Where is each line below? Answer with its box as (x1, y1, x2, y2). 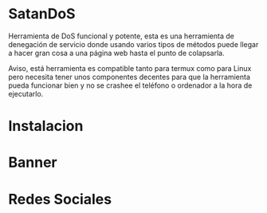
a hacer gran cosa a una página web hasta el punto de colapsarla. (8, 48, 225, 57)
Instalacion (8, 117, 84, 136)
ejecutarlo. (8, 89, 44, 98)
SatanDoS (8, 5, 76, 23)
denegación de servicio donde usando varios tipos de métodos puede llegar (8, 39, 259, 49)
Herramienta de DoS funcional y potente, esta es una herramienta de (8, 31, 235, 41)
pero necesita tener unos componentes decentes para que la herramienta (8, 72, 251, 81)
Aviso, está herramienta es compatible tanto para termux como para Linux (8, 63, 252, 73)
